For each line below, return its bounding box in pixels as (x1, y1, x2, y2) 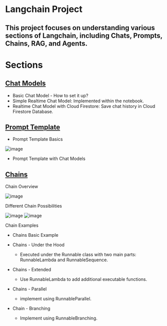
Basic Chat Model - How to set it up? (12, 92, 89, 98)
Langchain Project (5, 4, 83, 15)
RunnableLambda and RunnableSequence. (20, 257, 108, 263)
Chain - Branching (12, 305, 51, 311)
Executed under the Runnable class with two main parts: (20, 252, 136, 258)
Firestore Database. (12, 108, 54, 114)
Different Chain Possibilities (5, 203, 62, 209)
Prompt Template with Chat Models (12, 155, 86, 161)
